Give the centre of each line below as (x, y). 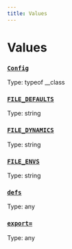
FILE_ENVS (23, 161)
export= (20, 224)
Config (18, 68)
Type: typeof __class (36, 83)
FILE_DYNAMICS (31, 130)
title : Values (27, 13)
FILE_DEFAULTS (31, 99)
